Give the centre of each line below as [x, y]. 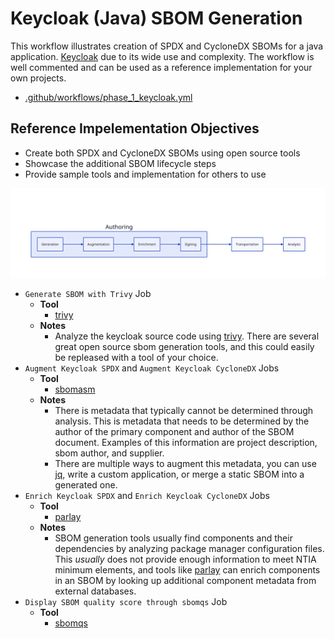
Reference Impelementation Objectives [135, 128]
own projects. [38, 78]
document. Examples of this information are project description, [186, 443]
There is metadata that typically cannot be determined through [184, 411]
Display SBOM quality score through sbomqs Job [126, 602]
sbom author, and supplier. [109, 453]
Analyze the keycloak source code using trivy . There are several [187, 336]
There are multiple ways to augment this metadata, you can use [185, 464]
